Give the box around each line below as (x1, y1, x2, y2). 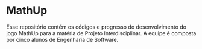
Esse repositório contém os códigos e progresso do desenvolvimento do (6, 23, 187, 30)
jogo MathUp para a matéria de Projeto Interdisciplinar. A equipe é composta (6, 29, 197, 36)
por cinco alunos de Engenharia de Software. (6, 36, 119, 43)
